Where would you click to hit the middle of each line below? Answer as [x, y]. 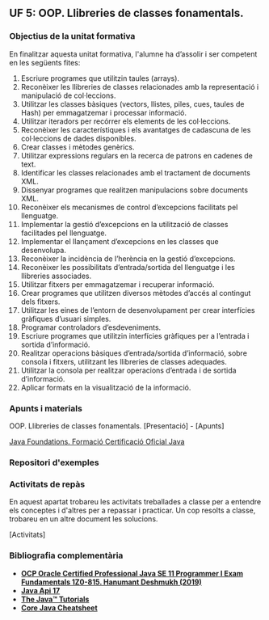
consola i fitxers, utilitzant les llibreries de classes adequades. [124, 361]
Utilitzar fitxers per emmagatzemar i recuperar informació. [118, 284]
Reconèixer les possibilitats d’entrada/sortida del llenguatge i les [128, 267]
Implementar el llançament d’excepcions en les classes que [120, 241]
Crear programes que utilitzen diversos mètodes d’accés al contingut [136, 293]
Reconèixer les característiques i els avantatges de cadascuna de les [136, 129]
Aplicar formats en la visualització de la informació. [106, 387]
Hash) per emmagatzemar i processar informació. [103, 112]
